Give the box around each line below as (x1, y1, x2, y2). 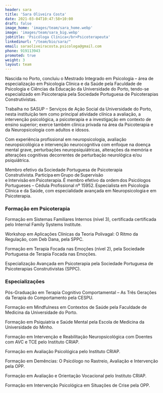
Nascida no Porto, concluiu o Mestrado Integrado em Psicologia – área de (5, 76, 154, 82)
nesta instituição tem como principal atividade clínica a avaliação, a (5, 111, 141, 117)
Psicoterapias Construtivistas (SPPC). (5, 266, 81, 272)
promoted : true (5, 53, 36, 58)
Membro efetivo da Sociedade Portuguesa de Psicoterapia (5, 167, 123, 173)
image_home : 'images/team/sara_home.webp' (5, 26, 93, 30)
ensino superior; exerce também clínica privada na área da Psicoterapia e (5, 121, 154, 128)
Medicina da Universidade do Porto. (5, 309, 78, 315)
